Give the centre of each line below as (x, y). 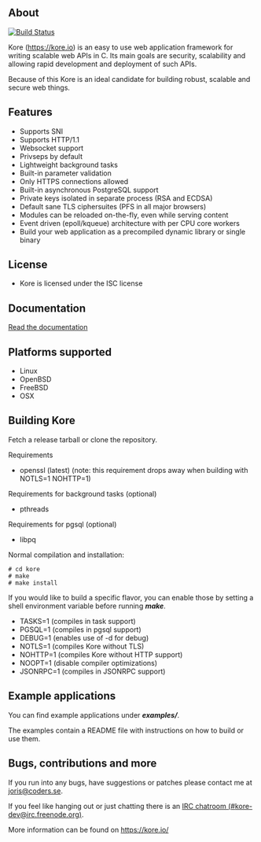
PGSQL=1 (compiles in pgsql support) (80, 630)
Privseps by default (51, 156)
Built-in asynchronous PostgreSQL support (89, 190)
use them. (24, 738)
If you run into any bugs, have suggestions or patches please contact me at (130, 782)
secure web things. (39, 87)
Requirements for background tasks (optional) (83, 493)
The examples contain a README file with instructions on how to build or (126, 730)
